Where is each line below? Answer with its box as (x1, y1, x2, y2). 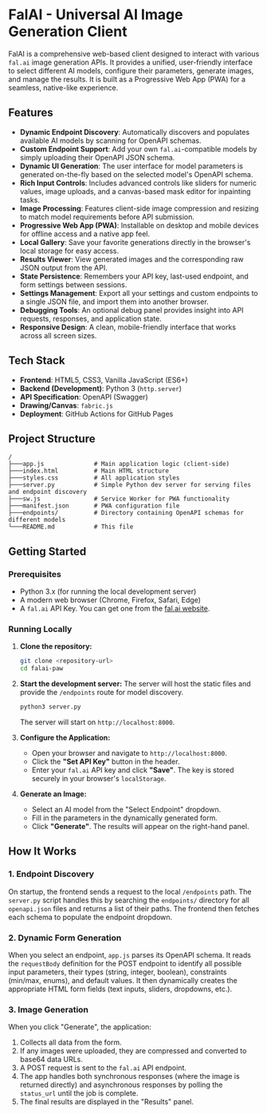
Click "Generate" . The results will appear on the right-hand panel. (31, 821, 249, 831)
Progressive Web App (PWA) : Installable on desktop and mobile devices (19, 220, 259, 230)
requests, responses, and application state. (19, 314, 162, 323)
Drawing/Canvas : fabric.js (19, 401, 113, 410)
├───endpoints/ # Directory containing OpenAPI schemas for (8, 509, 245, 517)
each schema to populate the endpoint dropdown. (8, 912, 173, 922)
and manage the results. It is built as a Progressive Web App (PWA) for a (8, 74, 245, 84)
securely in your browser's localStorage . (31, 773, 167, 783)
